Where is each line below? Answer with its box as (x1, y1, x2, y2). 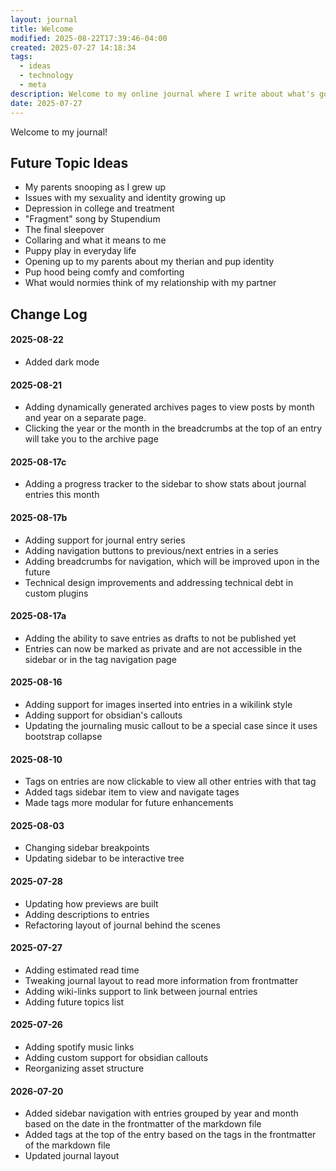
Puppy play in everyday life (24, 245, 137, 257)
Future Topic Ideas (10, 154, 129, 171)
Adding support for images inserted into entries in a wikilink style (24, 698, 293, 710)
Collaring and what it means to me (24, 234, 167, 246)
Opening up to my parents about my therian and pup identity (24, 256, 275, 268)
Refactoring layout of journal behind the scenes (24, 919, 221, 931)
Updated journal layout (24, 1150, 120, 1162)
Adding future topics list (24, 996, 125, 1008)
